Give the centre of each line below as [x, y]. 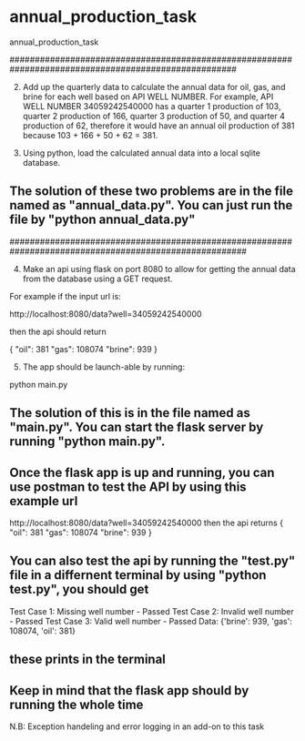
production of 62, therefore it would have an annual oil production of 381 [158, 126]
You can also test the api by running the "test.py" [152, 561]
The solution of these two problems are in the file [152, 192]
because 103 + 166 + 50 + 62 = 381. [90, 135]
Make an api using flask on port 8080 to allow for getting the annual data [159, 269]
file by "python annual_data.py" [102, 220]
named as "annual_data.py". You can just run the [151, 205]
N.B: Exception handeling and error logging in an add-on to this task [137, 726]
